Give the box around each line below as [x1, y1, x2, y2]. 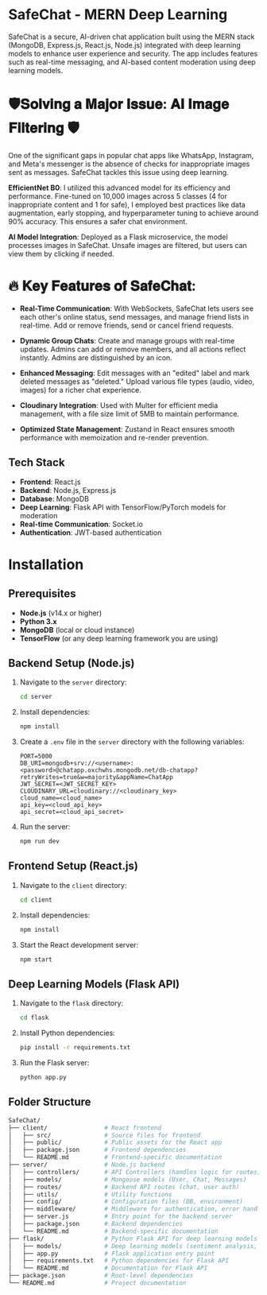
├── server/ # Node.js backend [8, 1161, 165, 1169]
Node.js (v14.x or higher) [19, 608, 102, 618]
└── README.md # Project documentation [8, 1279, 187, 1287]
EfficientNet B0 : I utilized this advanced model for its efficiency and [8, 183, 230, 192]
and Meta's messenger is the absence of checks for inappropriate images [8, 159, 250, 169]
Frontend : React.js [19, 477, 81, 487]
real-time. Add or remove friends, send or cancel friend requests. [19, 320, 234, 330]
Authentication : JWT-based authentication [19, 527, 162, 537]
